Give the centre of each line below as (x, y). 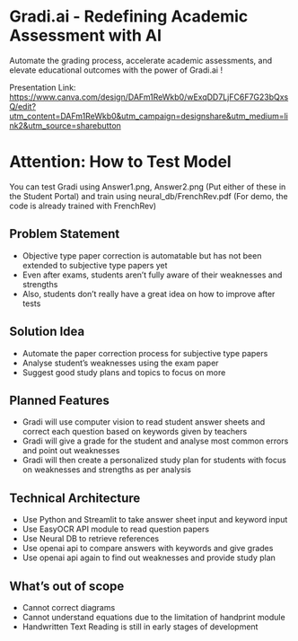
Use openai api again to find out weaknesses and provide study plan (149, 558)
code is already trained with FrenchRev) (83, 206)
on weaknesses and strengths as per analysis (106, 470)
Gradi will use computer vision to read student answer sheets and (144, 422)
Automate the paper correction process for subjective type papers (145, 353)
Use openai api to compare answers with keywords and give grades (148, 549)
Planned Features (60, 400)
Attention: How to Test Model (120, 162)
